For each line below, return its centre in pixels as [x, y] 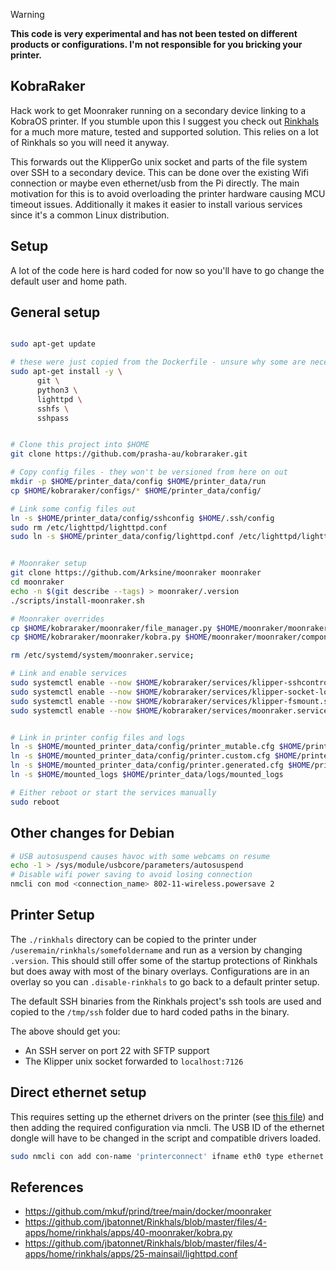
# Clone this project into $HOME [80, 445]
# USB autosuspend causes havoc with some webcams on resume [140, 856]
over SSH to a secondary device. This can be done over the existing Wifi [159, 172]
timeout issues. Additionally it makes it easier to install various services [156, 204]
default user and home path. [69, 281]
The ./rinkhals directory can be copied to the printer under [133, 939]
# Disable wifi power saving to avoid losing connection [131, 875]
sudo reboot [35, 802]
